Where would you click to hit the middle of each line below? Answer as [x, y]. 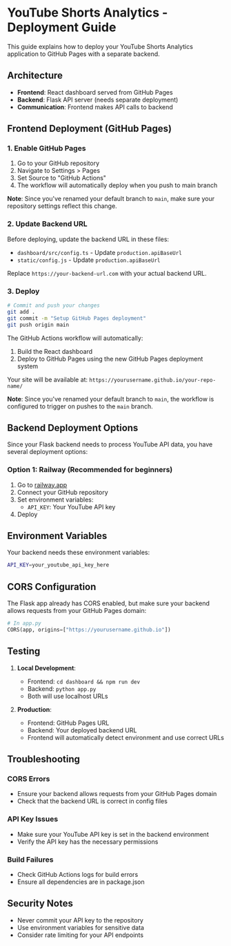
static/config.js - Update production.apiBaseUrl [89, 260]
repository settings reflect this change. [62, 206]
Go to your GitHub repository [58, 163]
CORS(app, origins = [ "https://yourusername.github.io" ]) [89, 630]
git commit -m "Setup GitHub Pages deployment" [77, 318]
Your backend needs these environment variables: [79, 552]
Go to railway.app [42, 484]
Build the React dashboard [55, 351]
